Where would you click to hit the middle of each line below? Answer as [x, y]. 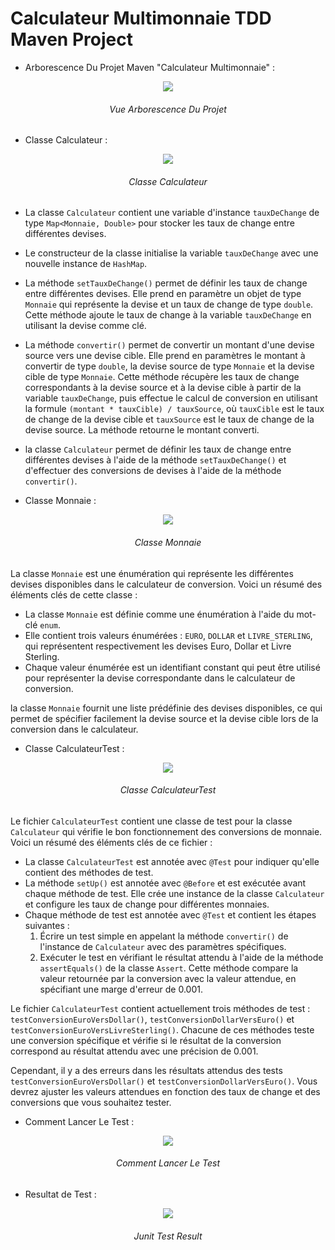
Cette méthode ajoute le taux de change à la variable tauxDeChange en [168, 315]
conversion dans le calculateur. [74, 729]
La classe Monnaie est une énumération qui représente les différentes [152, 573]
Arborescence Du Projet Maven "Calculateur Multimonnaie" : [150, 67]
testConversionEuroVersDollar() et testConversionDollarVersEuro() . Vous [164, 1081]
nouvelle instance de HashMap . [86, 264]
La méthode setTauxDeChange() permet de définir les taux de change [166, 283]
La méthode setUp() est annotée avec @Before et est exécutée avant [165, 883]
